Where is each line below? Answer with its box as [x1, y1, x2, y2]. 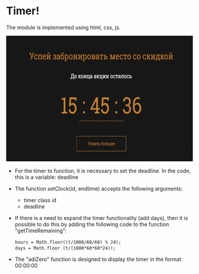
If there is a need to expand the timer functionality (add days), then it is [14, 214, 188, 221]
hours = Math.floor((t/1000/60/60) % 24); [14, 239, 121, 245]
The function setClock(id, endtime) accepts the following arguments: [14, 185, 183, 192]
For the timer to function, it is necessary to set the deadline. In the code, [14, 167, 191, 174]
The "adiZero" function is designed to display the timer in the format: [14, 256, 183, 263]
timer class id [23, 196, 57, 203]
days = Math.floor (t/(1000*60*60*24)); [14, 245, 116, 251]
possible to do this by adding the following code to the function [14, 221, 169, 228]
